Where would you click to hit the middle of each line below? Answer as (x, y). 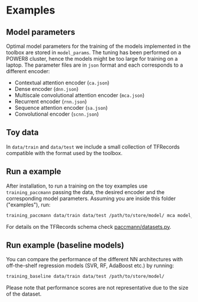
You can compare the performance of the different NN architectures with (95, 260)
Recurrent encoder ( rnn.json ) (51, 101)
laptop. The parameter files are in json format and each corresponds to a (95, 65)
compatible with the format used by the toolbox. (64, 153)
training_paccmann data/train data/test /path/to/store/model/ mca (91, 215)
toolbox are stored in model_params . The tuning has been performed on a (94, 52)
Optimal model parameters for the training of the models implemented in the (98, 46)
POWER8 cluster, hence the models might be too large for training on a (92, 59)
